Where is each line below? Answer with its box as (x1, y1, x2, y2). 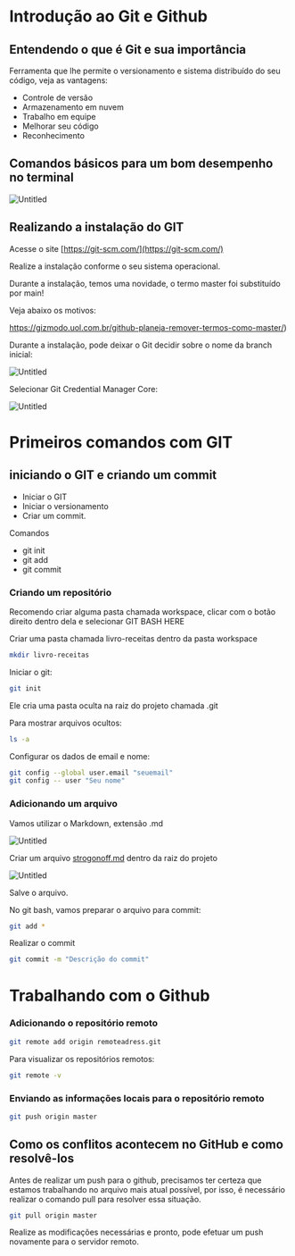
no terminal (9, 170, 74, 185)
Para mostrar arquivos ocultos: (9, 717, 122, 728)
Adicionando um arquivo (9, 798, 118, 810)
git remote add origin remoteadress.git (9, 1037, 162, 1046)
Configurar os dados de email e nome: (9, 750, 151, 761)
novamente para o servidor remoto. (9, 1236, 140, 1247)
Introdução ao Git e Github (9, 6, 208, 27)
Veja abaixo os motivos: (9, 305, 96, 315)
